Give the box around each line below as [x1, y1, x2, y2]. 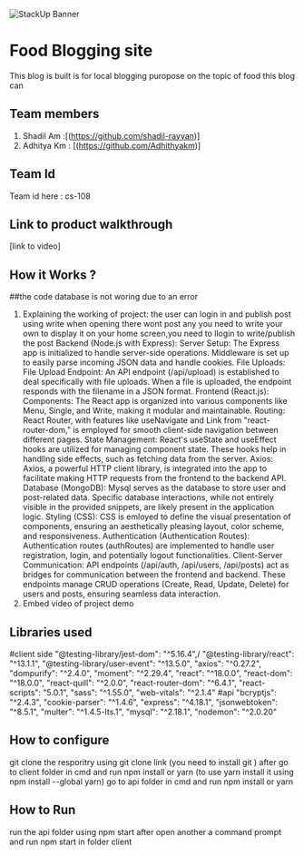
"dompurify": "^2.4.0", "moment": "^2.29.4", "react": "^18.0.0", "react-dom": [9, 668, 293, 678]
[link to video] [9, 241, 61, 251]
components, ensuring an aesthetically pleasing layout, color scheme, [22, 521, 284, 532]
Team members [9, 106, 100, 122]
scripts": [9, 687, 42, 698]
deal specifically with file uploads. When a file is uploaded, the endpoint [22, 377, 292, 388]
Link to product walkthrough [9, 216, 173, 231]
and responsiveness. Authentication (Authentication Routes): [22, 531, 250, 542]
